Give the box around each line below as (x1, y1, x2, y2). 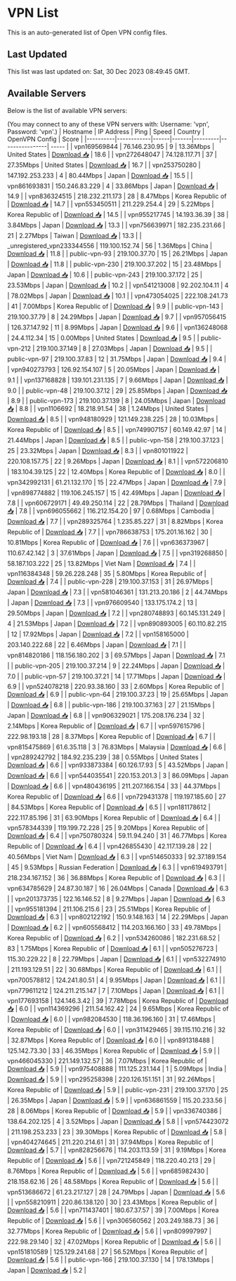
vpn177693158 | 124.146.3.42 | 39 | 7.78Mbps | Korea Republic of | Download (7, 996, 229, 1005)
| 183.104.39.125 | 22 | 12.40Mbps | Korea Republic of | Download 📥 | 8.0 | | (7, 467, 225, 475)
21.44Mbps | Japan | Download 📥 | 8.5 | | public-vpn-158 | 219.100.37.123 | (7, 435, 224, 444)
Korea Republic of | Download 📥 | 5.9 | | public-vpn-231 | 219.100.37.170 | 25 (7, 1085, 228, 1093)
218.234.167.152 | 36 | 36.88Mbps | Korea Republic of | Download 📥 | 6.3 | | (7, 873, 225, 882)
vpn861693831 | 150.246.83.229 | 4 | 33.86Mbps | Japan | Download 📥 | (7, 181, 219, 190)
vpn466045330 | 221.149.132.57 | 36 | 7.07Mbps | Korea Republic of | (7, 1056, 207, 1065)
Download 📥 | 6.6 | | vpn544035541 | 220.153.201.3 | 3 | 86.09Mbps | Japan (7, 771, 229, 780)
